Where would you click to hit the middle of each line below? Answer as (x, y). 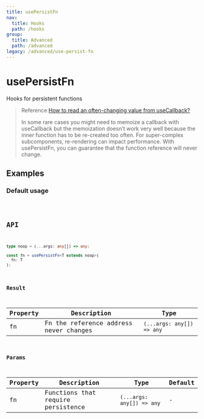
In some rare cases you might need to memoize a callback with (100, 122)
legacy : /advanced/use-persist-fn (50, 52)
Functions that (70, 393)
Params (16, 358)
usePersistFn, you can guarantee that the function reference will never (109, 148)
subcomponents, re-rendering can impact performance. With (98, 141)
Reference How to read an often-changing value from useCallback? (105, 110)
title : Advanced (32, 40)
